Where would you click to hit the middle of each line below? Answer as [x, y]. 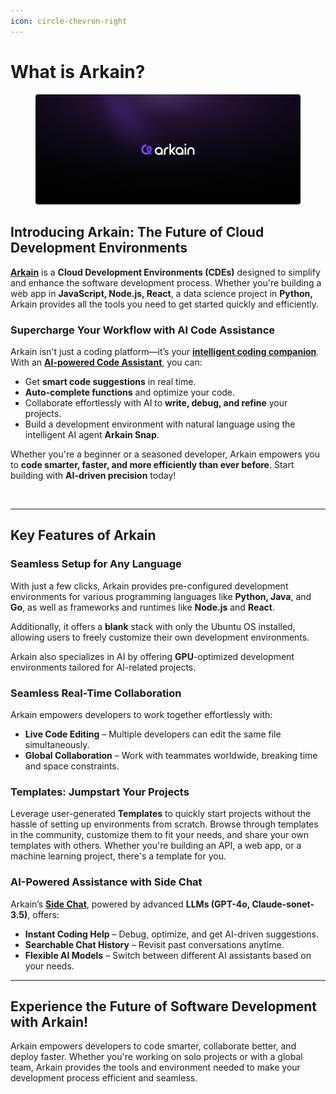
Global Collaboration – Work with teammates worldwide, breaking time [171, 756]
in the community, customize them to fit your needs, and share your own [160, 835]
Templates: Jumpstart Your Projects [100, 792]
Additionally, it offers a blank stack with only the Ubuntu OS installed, [153, 626]
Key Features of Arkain [83, 535]
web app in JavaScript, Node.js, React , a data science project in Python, [161, 293]
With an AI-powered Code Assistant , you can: [106, 362]
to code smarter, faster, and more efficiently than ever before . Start [152, 465]
